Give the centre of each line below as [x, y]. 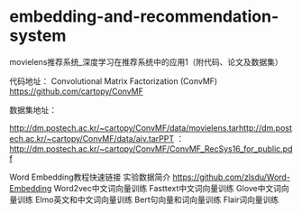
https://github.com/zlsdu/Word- [232, 177]
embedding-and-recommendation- [144, 17]
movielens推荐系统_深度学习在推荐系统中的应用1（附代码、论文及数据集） [146, 61]
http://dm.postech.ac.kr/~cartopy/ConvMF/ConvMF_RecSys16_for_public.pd [151, 148]
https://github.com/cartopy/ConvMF [77, 91]
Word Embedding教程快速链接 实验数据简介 [90, 177]
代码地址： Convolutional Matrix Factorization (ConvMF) [114, 81]
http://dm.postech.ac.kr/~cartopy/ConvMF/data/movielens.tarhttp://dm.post [151, 127]
